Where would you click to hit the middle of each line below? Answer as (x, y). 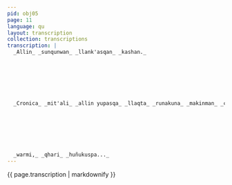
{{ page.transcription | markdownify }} (61, 174)
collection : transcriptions (48, 39)
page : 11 (20, 20)
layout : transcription (40, 33)
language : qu (26, 26)
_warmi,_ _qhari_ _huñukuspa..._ (61, 155)
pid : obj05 (23, 13)
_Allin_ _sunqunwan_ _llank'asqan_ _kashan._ (80, 52)
